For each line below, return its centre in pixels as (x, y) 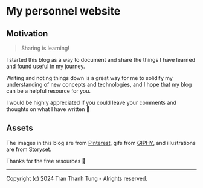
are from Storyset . (29, 149)
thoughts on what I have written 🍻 (48, 109)
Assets (20, 128)
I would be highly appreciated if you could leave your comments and (92, 102)
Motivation (27, 34)
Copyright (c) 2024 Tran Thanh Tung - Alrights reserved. (77, 178)
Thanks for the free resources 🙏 (46, 161)
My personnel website (63, 11)
